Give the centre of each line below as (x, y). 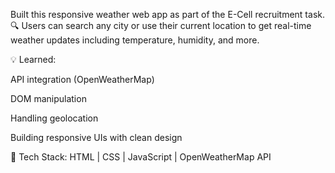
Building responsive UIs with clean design (96, 137)
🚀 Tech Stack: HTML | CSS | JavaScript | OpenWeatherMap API (141, 157)
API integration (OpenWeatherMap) (82, 79)
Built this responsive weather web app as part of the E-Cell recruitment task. (167, 14)
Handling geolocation (54, 118)
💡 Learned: (33, 59)
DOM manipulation (48, 98)
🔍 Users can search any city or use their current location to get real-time (161, 25)
